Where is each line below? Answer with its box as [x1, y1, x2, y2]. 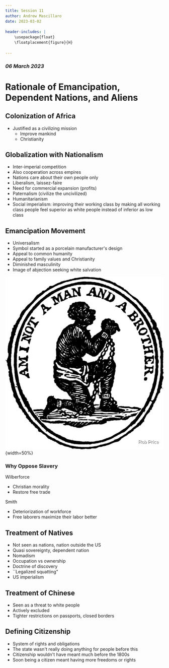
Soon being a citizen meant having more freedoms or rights [12, 656, 136, 662]
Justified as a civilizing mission [12, 125, 77, 131]
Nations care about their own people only [12, 174, 99, 181]
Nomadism [12, 553, 35, 559]
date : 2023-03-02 [5, 19, 42, 24]
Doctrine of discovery [12, 563, 58, 569]
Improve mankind [20, 130, 56, 137]
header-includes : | [5, 29, 46, 35]
